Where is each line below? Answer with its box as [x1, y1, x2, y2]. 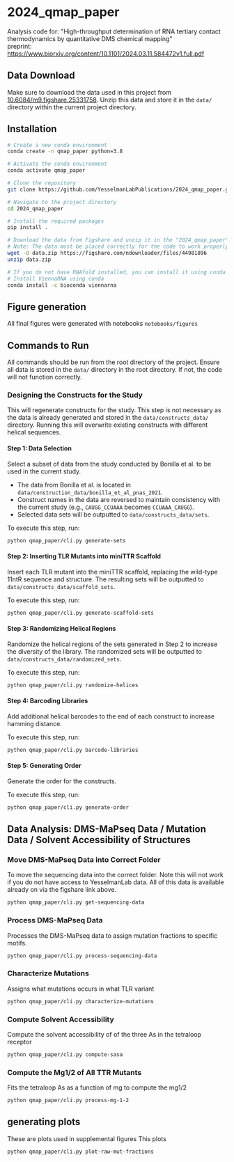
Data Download [7, 70, 75, 81]
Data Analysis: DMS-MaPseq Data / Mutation [7, 823, 207, 835]
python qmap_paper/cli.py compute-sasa [7, 1051, 123, 1058]
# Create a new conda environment [7, 141, 108, 148]
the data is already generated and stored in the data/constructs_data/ [7, 414, 209, 422]
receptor [7, 1037, 33, 1046]
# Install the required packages [7, 217, 104, 225]
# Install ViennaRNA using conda [7, 275, 104, 282]
